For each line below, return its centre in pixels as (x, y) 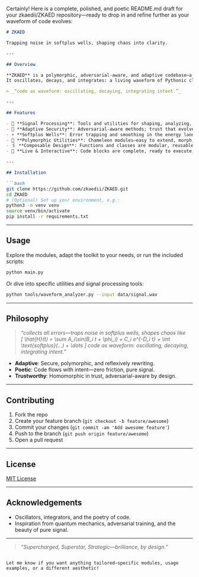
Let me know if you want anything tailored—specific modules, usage (92, 563)
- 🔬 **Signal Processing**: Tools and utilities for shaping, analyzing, (99, 123)
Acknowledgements (44, 503)
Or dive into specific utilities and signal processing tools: (75, 283)
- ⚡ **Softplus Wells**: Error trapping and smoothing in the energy (94, 134)
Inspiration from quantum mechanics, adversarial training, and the (95, 523)
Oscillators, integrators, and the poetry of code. (73, 517)
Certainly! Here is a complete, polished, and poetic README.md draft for (95, 9)
